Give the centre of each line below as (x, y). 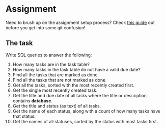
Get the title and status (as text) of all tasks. (57, 106)
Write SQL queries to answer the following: (49, 55)
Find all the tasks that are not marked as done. (60, 80)
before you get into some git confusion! (45, 27)
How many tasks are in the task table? (51, 64)
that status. (24, 116)
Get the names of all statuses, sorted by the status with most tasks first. (85, 121)
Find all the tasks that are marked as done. (56, 75)
